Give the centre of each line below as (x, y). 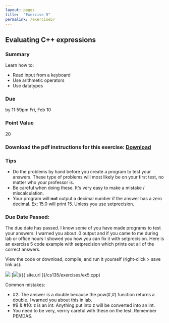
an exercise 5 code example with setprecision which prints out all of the (80, 244)
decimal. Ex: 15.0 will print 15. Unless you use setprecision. (73, 204)
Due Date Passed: (27, 217)
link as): (13, 265)
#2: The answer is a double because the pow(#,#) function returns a (83, 295)
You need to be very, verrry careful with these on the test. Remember (84, 311)
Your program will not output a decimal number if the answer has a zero (87, 198)
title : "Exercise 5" (28, 15)
